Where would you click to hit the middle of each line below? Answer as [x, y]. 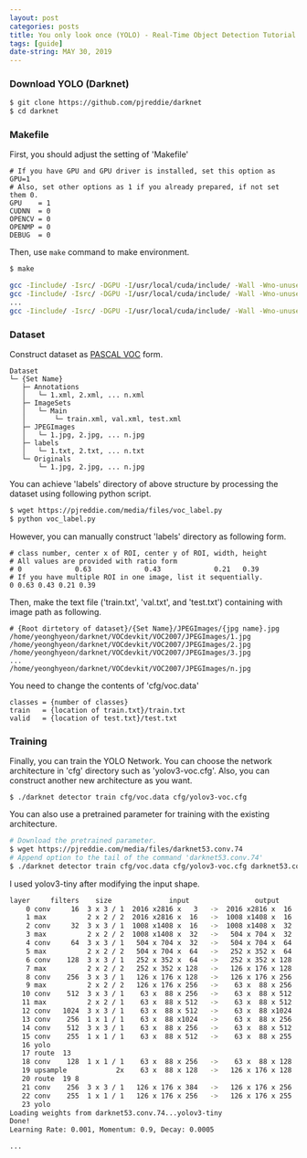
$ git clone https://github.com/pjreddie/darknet [106, 103]
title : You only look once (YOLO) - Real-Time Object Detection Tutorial [153, 35]
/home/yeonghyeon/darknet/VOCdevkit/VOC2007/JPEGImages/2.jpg [130, 644]
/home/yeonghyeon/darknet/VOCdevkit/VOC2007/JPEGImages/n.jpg [130, 668]
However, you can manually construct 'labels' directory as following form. [148, 537]
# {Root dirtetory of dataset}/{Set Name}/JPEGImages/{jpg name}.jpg [145, 628]
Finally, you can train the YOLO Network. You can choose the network [141, 761]
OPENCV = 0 [30, 219]
